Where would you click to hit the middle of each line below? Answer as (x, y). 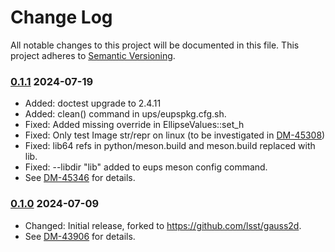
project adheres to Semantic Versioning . (93, 55)
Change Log (61, 17)
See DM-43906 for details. (80, 236)
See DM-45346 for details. (80, 178)
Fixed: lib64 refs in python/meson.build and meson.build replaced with (170, 146)
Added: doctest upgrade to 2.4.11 (93, 103)
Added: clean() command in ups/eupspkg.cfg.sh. (125, 114)
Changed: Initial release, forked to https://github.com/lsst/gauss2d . (163, 225)
